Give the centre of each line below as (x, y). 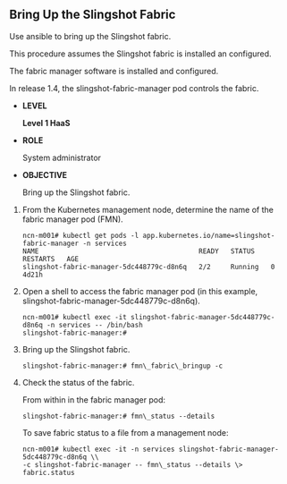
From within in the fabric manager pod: (94, 399)
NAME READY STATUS (139, 251)
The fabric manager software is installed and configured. (114, 71)
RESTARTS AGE (51, 259)
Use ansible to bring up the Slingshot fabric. (90, 36)
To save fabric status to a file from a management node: (125, 432)
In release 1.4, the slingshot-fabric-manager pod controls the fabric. (134, 88)
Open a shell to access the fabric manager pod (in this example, (140, 291)
